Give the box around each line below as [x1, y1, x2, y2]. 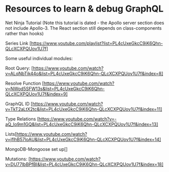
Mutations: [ [5, 156, 30, 162]
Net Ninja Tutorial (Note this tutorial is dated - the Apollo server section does [5, 20, 164, 26]
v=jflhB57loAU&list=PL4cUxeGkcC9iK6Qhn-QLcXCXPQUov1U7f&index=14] [5, 136, 161, 142]
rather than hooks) [5, 30, 44, 36]
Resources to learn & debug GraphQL [5, 3, 164, 15]
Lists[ [5, 131, 17, 137]
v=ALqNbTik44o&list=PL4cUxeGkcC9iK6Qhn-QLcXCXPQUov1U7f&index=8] [5, 70, 163, 76]
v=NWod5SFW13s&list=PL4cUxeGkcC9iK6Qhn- [5, 85, 105, 91]
